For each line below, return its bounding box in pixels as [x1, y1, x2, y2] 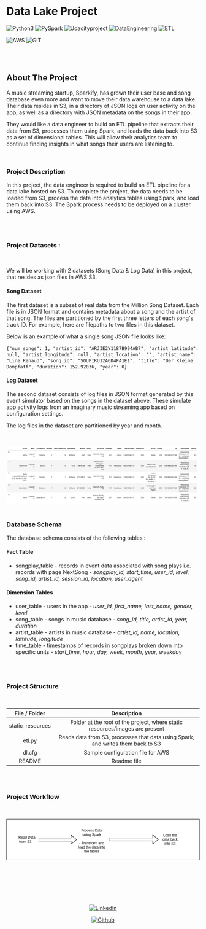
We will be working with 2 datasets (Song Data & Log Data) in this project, [6, 267, 193, 274]
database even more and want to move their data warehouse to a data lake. [6, 95, 197, 103]
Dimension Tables [6, 589, 53, 596]
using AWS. [6, 208, 36, 215]
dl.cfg [22, 748, 37, 756]
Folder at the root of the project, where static [70, 718, 183, 726]
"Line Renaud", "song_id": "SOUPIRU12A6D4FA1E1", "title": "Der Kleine [6, 357, 193, 363]
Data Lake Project [6, 4, 98, 18]
